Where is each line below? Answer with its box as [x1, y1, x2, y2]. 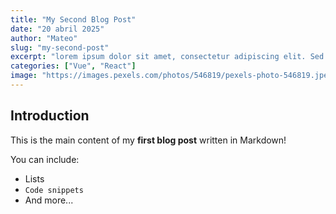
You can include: [10, 153, 80, 165]
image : [10, 71, 38, 81]
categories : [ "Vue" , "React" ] [10, 61, 137, 71]
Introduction [10, 107, 90, 125]
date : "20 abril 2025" [10, 24, 105, 34]
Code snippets [24, 185, 84, 195]
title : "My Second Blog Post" [10, 14, 137, 25]
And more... [24, 194, 74, 206]
